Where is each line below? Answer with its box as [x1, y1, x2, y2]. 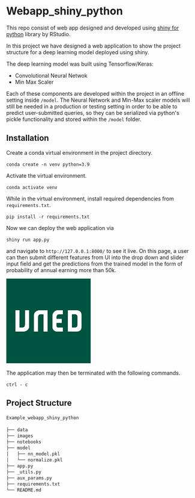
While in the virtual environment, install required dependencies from [6, 195, 174, 202]
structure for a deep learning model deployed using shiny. [6, 48, 149, 55]
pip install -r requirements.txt [6, 214, 90, 220]
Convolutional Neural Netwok [14, 72, 88, 79]
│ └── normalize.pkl [6, 456, 63, 463]
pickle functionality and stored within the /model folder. [6, 116, 142, 123]
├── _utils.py [6, 468, 42, 475]
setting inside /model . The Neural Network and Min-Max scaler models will [6, 96, 190, 104]
